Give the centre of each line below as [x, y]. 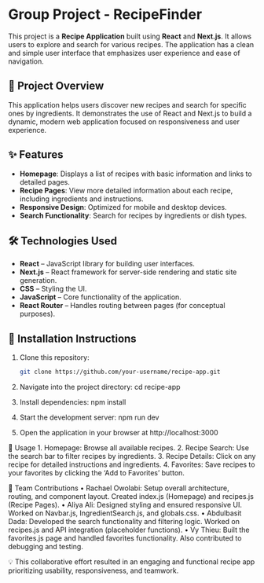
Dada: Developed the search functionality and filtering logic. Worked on [124, 522]
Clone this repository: [54, 357]
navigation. [26, 61]
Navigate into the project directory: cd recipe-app [100, 387]
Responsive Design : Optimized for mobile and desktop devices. [123, 207]
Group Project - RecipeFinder [105, 15]
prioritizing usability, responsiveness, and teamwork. [93, 570]
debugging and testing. [46, 547]
